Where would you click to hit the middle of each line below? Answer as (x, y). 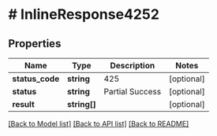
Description (133, 66)
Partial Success (133, 92)
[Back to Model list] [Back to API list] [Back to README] (99, 124)
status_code (36, 79)
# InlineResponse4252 (84, 15)
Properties (35, 44)
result (24, 104)
